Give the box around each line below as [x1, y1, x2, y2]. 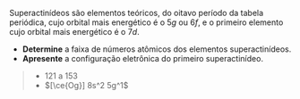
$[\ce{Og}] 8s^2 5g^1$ [44, 80, 129, 90]
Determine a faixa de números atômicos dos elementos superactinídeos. [21, 44, 292, 54]
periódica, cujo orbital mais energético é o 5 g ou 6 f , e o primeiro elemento [9, 17, 284, 28]
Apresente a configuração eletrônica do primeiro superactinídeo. [21, 54, 264, 63]
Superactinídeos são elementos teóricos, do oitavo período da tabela [9, 8, 264, 18]
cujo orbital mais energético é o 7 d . [9, 27, 141, 37]
